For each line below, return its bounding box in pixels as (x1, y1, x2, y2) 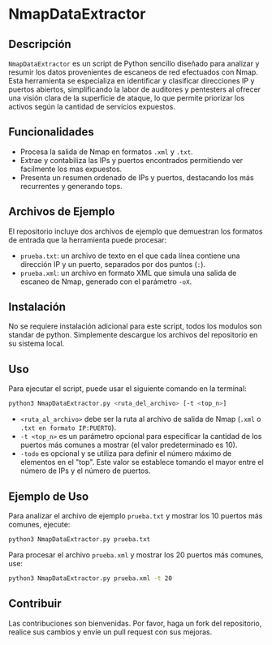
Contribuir (8, 597, 63, 611)
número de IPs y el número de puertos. (19, 466, 151, 475)
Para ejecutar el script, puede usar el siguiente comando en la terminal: (8, 384, 247, 393)
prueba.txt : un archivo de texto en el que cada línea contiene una (19, 251, 240, 260)
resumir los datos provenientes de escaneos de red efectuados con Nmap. (8, 67, 258, 77)
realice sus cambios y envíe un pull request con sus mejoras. (8, 626, 213, 637)
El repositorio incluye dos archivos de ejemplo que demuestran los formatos (8, 226, 263, 236)
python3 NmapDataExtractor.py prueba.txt (8, 535, 151, 544)
